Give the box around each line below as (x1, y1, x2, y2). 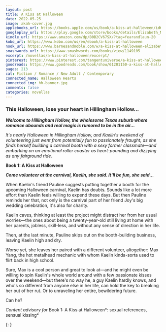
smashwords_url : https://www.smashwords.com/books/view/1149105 (5, 48, 140, 53)
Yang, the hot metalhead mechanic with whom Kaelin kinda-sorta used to (5, 252, 155, 258)
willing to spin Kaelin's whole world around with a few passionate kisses (5, 272, 152, 278)
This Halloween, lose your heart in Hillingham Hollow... (5, 106, 139, 113)
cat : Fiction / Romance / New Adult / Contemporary (5, 71, 114, 76)
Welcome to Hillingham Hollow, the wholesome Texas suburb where (5, 117, 148, 123)
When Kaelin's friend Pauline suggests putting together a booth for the (5, 181, 149, 187)
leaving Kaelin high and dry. (5, 237, 62, 243)
